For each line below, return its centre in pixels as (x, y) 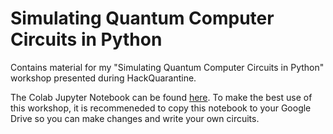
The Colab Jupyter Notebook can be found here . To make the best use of (161, 97)
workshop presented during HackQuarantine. (103, 78)
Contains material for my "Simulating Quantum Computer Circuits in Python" (167, 67)
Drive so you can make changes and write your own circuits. (135, 118)
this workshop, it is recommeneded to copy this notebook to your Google (161, 108)
